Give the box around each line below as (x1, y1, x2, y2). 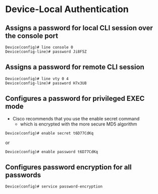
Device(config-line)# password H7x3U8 (5, 81, 87, 86)
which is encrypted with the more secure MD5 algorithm (20, 121, 137, 127)
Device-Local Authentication (5, 4, 129, 15)
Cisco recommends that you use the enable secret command (12, 115, 140, 121)
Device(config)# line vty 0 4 (5, 76, 69, 81)
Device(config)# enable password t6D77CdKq (5, 149, 98, 154)
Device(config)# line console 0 (5, 45, 73, 50)
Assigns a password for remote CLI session (5, 63, 145, 72)
